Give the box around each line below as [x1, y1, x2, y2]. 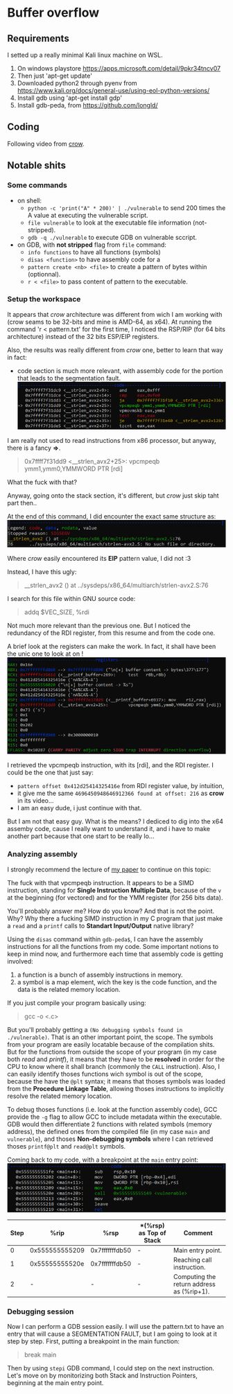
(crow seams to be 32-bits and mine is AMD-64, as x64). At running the [7, 317, 212, 326]
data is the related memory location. [17, 985, 121, 993]
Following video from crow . [7, 139, 85, 148]
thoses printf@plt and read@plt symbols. [7, 1142, 126, 1150]
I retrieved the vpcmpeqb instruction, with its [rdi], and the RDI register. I [7, 761, 214, 769]
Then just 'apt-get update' [17, 71, 92, 80]
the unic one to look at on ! [7, 650, 84, 658]
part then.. [7, 498, 37, 507]
